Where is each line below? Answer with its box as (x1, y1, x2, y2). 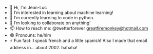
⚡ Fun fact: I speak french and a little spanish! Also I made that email (9, 38, 147, 43)
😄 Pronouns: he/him (9, 32, 51, 38)
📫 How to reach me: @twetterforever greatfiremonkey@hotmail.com (9, 26, 148, 31)
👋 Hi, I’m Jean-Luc (9, 5, 47, 10)
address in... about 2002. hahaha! (9, 45, 78, 50)
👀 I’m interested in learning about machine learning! (9, 10, 114, 15)
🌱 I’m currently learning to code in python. (9, 15, 95, 20)
